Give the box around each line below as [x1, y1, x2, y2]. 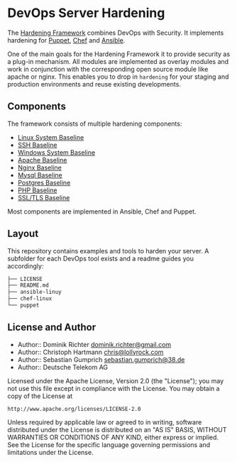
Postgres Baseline [17, 178, 71, 187]
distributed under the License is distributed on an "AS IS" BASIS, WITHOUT [7, 425, 227, 434]
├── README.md [7, 282, 50, 289]
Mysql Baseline [17, 170, 62, 179]
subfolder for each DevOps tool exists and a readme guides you [7, 254, 194, 263]
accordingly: [7, 261, 44, 270]
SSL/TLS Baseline [17, 193, 70, 202]
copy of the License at [7, 392, 73, 400]
